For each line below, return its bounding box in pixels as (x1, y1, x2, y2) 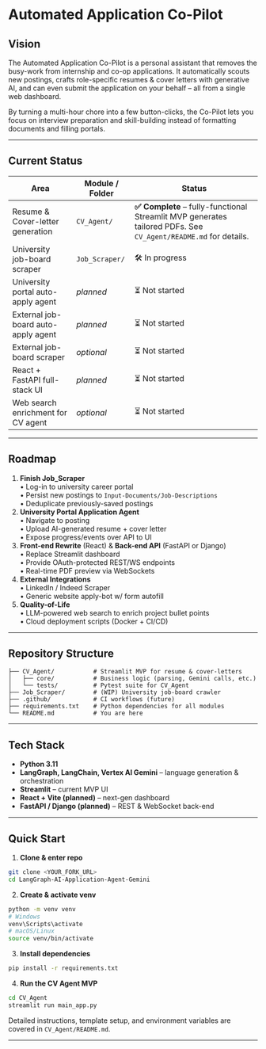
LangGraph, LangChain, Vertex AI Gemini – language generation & (19, 768, 239, 777)
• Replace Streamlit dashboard (19, 549, 120, 559)
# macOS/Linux (8, 927, 55, 936)
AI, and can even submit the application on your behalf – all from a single (8, 83, 245, 93)
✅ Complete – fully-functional (134, 200, 248, 212)
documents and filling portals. (8, 124, 105, 133)
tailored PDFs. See (134, 220, 203, 231)
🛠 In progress (134, 252, 188, 263)
